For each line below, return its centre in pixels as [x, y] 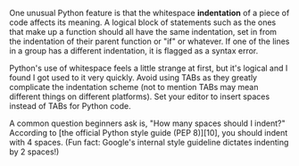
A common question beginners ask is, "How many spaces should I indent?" [147, 123]
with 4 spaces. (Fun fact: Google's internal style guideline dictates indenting [149, 142]
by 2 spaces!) [34, 152]
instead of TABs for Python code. [70, 106]
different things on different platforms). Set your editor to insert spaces [140, 96]
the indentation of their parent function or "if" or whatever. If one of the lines [149, 41]
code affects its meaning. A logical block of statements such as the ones [143, 22]
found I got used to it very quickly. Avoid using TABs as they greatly [133, 78]
